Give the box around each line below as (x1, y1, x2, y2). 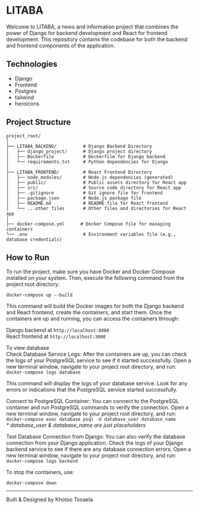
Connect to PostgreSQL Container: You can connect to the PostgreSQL (6, 398, 179, 405)
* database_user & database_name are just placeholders (6, 421, 146, 429)
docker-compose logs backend (6, 458, 78, 465)
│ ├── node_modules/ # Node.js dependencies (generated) (6, 174, 174, 181)
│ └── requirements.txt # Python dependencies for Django (6, 159, 168, 165)
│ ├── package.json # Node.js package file (6, 195, 142, 201)
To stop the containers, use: (6, 469, 75, 476)
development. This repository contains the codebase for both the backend (6, 36, 188, 43)
